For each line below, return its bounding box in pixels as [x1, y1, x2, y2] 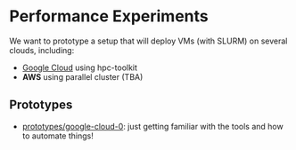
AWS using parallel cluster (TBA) [21, 71, 144, 82]
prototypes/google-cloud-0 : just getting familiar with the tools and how [21, 121, 284, 131]
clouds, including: [9, 44, 75, 55]
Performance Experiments [9, 6, 209, 27]
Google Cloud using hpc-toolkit [21, 62, 138, 73]
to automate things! [21, 130, 94, 141]
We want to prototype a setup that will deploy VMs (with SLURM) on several [9, 36, 288, 46]
